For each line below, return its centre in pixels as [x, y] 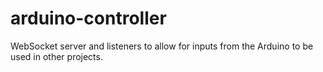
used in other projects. [56, 56]
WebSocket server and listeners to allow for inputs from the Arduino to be [162, 46]
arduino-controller [88, 18]
